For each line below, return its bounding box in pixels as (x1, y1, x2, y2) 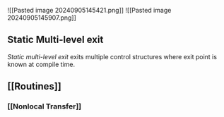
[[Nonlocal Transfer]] (7, 101, 82, 111)
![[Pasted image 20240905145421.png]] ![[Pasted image (7, 6, 172, 14)
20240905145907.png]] (7, 13, 76, 22)
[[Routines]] (7, 80, 61, 92)
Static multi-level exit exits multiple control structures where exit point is (7, 52, 218, 61)
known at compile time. (7, 60, 76, 68)
